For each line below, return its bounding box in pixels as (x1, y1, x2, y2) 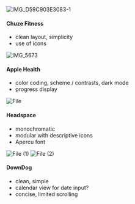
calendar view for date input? (15, 184, 89, 191)
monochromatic (15, 125, 55, 133)
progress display (15, 86, 58, 93)
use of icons (15, 40, 47, 47)
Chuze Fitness (6, 20, 44, 27)
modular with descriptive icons (15, 131, 93, 139)
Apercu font (15, 138, 46, 145)
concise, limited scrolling (15, 190, 78, 198)
